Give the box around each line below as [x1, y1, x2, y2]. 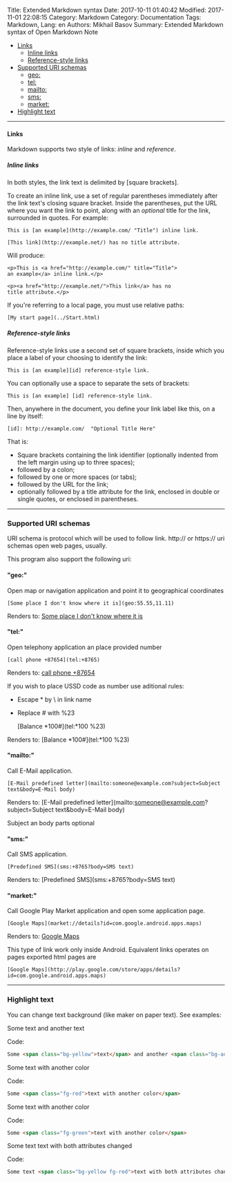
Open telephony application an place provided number [7, 643, 162, 651]
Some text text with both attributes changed [7, 1142, 133, 1150]
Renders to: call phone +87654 [7, 668, 95, 677]
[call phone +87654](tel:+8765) [7, 656, 100, 663]
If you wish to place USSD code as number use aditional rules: [7, 682, 184, 690]
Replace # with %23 [17, 709, 75, 717]
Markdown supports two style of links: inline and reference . [7, 145, 176, 153]
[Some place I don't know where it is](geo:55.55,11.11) [7, 599, 175, 607]
